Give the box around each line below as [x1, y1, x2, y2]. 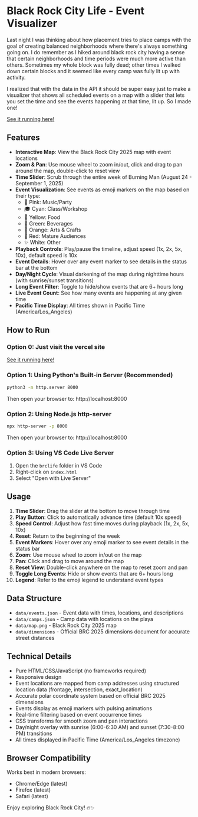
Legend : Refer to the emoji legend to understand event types [15, 576, 164, 583]
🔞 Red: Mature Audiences [24, 232, 86, 240]
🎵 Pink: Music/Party [24, 198, 72, 205]
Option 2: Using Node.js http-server [6, 410, 112, 418]
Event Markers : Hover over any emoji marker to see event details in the [15, 538, 189, 545]
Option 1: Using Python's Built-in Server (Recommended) [6, 371, 173, 379]
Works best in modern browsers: [6, 769, 86, 776]
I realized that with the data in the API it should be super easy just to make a [6, 85, 191, 92]
